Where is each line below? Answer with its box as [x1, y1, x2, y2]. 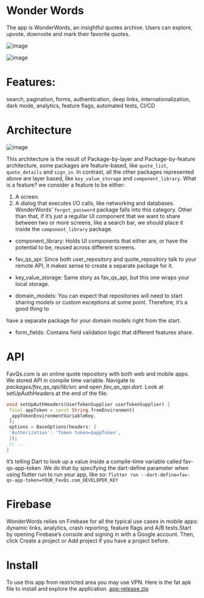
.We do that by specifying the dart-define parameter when [42, 464, 189, 471]
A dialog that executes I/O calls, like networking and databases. [15, 199, 175, 207]
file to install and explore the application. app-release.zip [6, 585, 149, 592]
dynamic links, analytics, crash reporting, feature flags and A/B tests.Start [6, 524, 192, 531]
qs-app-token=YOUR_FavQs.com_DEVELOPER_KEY [6, 477, 119, 483]
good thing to [15, 305, 49, 312]
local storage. [15, 280, 50, 287]
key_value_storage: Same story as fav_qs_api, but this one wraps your [15, 274, 190, 281]
